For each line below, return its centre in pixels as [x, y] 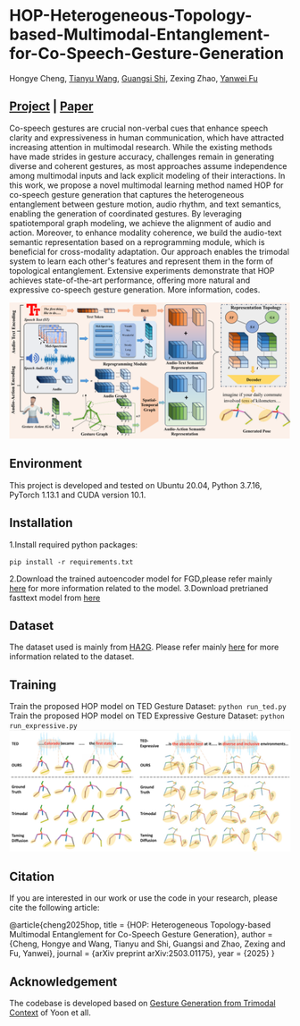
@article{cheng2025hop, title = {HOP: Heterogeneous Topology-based [140, 925]
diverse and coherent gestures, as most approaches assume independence [148, 165]
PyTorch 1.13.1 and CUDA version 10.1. [78, 495]
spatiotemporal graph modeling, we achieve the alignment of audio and [140, 223]
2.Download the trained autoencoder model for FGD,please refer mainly [141, 579]
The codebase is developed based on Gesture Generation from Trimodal [142, 1004]
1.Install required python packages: [74, 544]
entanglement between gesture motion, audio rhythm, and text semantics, [146, 204]
